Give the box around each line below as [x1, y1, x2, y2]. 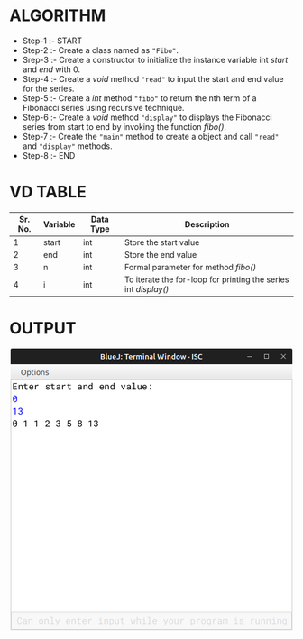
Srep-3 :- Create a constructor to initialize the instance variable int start [22, 54, 289, 65]
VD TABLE [9, 182, 87, 203]
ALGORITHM [9, 5, 106, 26]
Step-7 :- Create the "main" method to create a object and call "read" [22, 131, 280, 141]
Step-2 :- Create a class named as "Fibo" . [22, 44, 179, 55]
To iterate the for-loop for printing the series [124, 274, 289, 285]
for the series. [22, 83, 75, 94]
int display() [124, 284, 170, 295]
